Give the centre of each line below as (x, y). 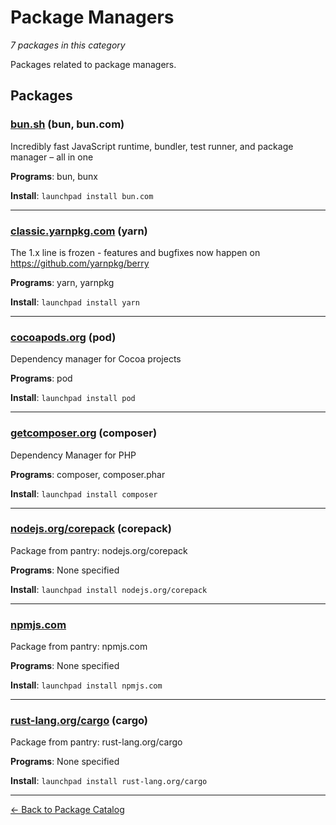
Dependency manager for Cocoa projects (96, 359)
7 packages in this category (68, 45)
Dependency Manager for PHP (73, 455)
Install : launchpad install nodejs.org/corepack (109, 589)
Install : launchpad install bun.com (82, 195)
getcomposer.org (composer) (84, 433)
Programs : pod (41, 378)
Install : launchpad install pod (73, 398)
